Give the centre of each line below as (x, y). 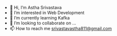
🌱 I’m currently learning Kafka (40, 18)
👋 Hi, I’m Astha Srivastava (36, 8)
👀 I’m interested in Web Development (47, 13)
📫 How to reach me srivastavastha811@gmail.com (61, 28)
